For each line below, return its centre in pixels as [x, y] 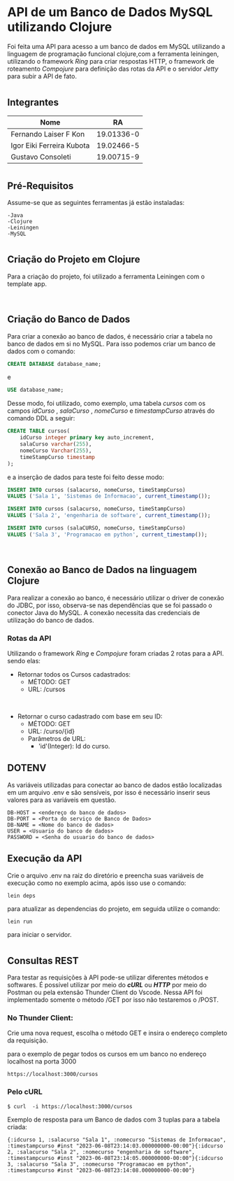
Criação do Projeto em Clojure [74, 260]
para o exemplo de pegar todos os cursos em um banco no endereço [107, 1054]
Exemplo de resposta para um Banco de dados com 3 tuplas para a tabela [114, 1119]
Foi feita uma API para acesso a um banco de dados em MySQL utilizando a [116, 46]
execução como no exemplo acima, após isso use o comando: [97, 883]
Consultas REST [43, 960]
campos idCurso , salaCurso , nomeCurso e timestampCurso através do [111, 411]
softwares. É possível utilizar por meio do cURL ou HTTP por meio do [107, 985]
